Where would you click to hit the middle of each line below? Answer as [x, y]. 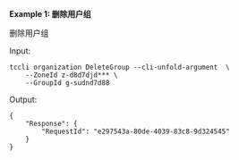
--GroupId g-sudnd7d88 [68, 83]
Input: [20, 51]
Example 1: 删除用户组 [50, 14]
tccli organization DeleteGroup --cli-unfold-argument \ [119, 67]
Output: [23, 99]
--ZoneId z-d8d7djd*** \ [72, 75]
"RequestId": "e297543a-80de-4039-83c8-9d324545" [136, 131]
